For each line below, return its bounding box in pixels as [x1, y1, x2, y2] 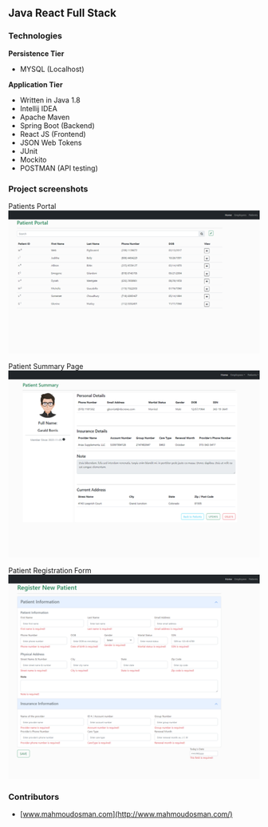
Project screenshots [8, 183, 89, 195]
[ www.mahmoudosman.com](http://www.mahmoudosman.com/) [19, 809, 233, 819]
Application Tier [8, 79, 63, 89]
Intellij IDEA [19, 103, 57, 113]
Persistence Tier [8, 48, 65, 58]
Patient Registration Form [8, 565, 92, 575]
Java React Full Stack [8, 6, 117, 20]
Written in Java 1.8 [19, 95, 81, 105]
